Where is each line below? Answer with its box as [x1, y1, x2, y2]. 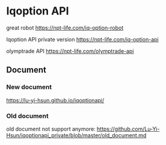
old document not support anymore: [6, 125, 96, 132]
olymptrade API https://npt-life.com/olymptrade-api [6, 47, 134, 55]
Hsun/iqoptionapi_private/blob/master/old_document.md [6, 131, 147, 139]
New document [6, 83, 52, 91]
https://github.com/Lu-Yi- [96, 125, 160, 132]
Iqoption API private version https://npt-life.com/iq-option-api [6, 35, 159, 43]
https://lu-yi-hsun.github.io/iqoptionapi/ [6, 96, 105, 103]
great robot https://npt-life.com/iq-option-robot [6, 24, 124, 31]
